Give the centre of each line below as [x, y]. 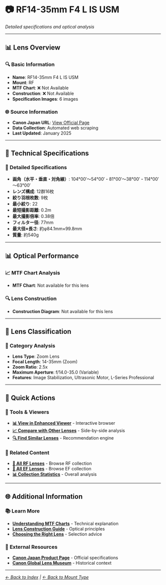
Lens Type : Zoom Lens [36, 357]
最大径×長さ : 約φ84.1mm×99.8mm [47, 228]
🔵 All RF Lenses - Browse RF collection [52, 463]
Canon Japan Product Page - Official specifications [65, 558]
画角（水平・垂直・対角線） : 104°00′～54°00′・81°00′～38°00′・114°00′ [85, 179]
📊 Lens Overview [33, 48]
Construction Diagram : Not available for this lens [62, 311]
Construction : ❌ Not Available [43, 93]
